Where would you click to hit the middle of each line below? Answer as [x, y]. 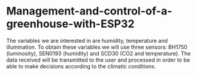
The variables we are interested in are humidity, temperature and [87, 40]
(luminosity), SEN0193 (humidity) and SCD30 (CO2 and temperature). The [98, 53]
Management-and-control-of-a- [89, 11]
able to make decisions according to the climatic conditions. [81, 66]
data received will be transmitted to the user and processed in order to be [98, 60]
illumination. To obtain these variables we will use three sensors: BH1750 [97, 47]
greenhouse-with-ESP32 [71, 24]
